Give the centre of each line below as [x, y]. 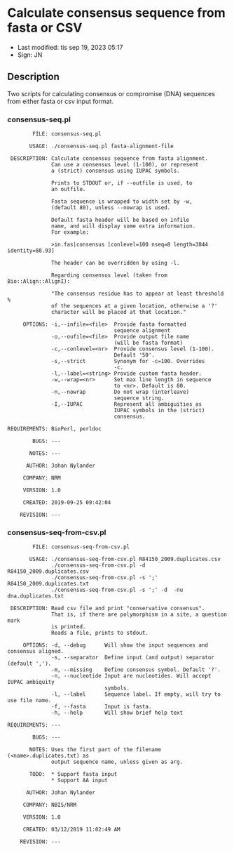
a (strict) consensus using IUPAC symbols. [116, 171]
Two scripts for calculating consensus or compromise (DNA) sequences [111, 93]
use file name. [29, 701]
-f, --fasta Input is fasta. [102, 707]
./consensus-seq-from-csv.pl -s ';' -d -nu [117, 590]
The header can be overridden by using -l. [116, 263]
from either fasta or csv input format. [61, 101]
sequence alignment [142, 331]
